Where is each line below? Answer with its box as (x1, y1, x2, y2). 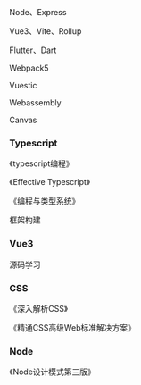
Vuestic (9, 80, 37, 90)
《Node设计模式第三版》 (9, 366, 96, 377)
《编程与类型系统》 (9, 196, 80, 206)
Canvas (9, 114, 37, 125)
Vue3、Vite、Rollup (9, 26, 82, 37)
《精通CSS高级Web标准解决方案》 (9, 322, 137, 332)
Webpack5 (9, 63, 49, 73)
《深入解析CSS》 (9, 303, 69, 314)
